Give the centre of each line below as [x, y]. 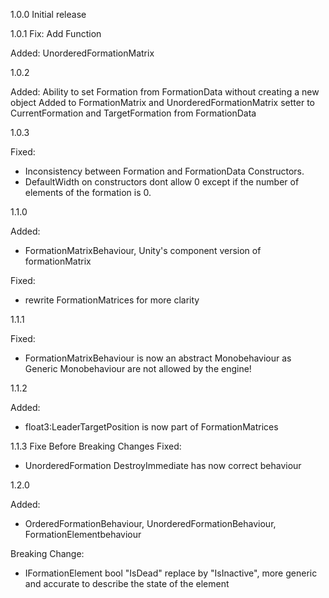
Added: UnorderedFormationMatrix [82, 53]
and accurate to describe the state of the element [127, 583]
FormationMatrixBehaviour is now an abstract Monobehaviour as [158, 358]
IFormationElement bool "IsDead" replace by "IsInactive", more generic [171, 573]
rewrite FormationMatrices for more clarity [112, 300]
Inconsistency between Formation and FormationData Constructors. [164, 171]
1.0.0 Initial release [48, 14]
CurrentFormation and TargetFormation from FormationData [133, 113]
